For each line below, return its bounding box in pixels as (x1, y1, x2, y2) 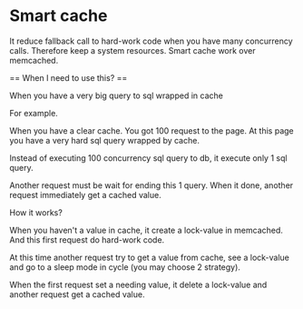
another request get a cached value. (9, 288, 145, 300)
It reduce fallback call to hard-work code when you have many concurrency (9, 35, 293, 46)
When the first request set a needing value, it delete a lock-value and (9, 279, 268, 290)
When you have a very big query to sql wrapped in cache (9, 90, 224, 101)
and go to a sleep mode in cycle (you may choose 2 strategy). (9, 261, 240, 273)
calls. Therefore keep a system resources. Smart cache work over (9, 45, 256, 55)
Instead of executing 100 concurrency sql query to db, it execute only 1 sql (9, 152, 288, 164)
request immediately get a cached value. (9, 189, 161, 200)
